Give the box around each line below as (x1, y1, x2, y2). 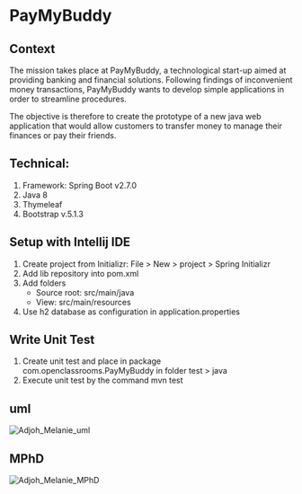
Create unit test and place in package (22, 356, 162, 366)
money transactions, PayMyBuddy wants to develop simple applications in (9, 84, 285, 94)
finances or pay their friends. (9, 130, 117, 140)
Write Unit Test (9, 332, 95, 348)
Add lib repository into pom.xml (22, 268, 139, 278)
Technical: (9, 156, 70, 172)
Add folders (22, 278, 67, 288)
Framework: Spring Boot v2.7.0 (22, 180, 138, 190)
